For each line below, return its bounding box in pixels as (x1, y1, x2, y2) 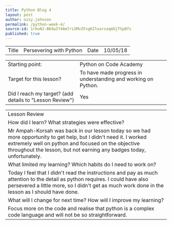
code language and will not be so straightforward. (8, 211, 127, 218)
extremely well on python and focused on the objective (8, 140, 140, 147)
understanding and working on (79, 76, 154, 82)
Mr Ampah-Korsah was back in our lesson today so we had (8, 127, 151, 134)
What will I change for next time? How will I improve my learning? (8, 197, 164, 204)
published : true (5, 31, 40, 36)
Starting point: (8, 61, 42, 68)
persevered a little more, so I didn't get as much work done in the (8, 182, 164, 189)
